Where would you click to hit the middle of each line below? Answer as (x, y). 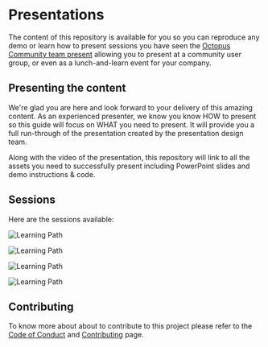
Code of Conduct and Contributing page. (76, 335)
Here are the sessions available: (61, 219)
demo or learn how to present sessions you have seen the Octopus (120, 45)
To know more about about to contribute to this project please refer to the (130, 326)
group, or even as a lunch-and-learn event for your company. (110, 63)
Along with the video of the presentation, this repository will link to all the (129, 157)
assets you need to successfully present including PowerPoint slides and (129, 166)
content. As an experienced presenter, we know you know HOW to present (132, 116)
